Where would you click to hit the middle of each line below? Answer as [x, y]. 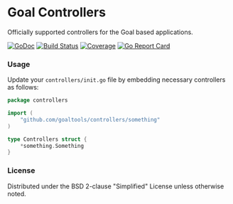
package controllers [38, 100]
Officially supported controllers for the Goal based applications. [100, 32]
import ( [20, 113]
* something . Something [52, 146]
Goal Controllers [57, 12]
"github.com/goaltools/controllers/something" [90, 119]
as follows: [23, 87]
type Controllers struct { [47, 139]
